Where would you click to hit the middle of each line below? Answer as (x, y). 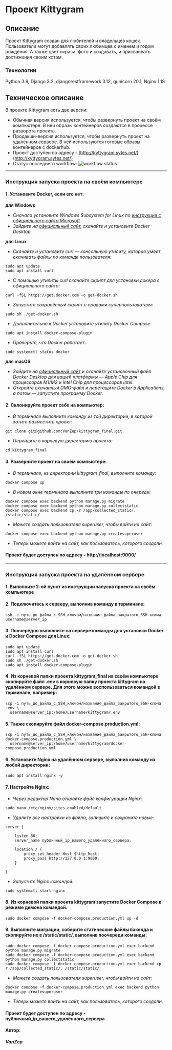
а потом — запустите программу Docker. (58, 393)
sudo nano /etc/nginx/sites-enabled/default (53, 808)
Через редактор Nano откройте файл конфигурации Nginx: (77, 799)
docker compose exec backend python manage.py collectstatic (72, 506)
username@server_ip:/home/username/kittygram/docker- (68, 744)
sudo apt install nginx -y (34, 776)
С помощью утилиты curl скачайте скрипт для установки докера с (86, 280)
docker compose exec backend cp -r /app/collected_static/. (71, 510)
